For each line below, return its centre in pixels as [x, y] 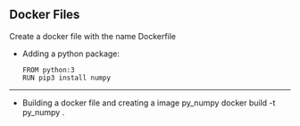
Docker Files [45, 15]
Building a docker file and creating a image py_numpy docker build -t [149, 103]
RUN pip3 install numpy [67, 78]
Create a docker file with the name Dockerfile [93, 36]
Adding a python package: [71, 54]
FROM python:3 [48, 70]
